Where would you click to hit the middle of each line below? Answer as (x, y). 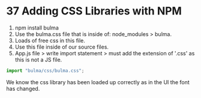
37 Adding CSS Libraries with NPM (94, 11)
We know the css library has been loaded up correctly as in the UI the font (98, 82)
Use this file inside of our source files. (62, 47)
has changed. (23, 88)
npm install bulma (37, 28)
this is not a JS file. (38, 60)
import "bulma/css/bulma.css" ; (45, 70)
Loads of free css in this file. (50, 40)
